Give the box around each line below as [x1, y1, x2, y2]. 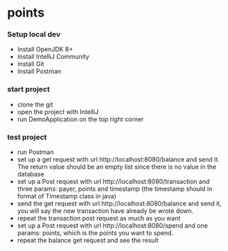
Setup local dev [7, 30, 61, 39]
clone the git [17, 100, 53, 109]
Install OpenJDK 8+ [17, 45, 73, 53]
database [17, 170, 44, 178]
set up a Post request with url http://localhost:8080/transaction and [17, 178, 210, 186]
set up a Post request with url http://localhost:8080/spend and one [17, 221, 208, 230]
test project [7, 132, 47, 142]
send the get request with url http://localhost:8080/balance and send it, [17, 199, 222, 208]
